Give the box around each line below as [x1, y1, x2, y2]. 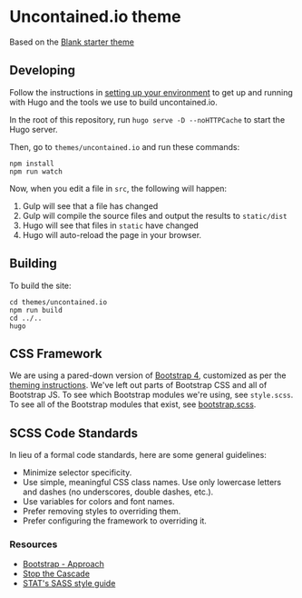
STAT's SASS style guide [22, 578, 116, 589]
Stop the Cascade [22, 568, 91, 579]
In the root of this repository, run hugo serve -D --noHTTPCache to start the [9, 114, 286, 125]
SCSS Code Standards [9, 425, 139, 441]
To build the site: [9, 280, 72, 291]
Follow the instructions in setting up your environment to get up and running [9, 86, 293, 97]
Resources [9, 538, 58, 551]
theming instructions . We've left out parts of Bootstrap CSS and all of [9, 380, 268, 391]
